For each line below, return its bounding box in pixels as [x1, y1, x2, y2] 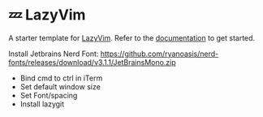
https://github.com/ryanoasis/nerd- [100, 49, 219, 58]
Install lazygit [19, 99, 65, 109]
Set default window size [19, 81, 101, 91]
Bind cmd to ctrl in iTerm [19, 73, 103, 83]
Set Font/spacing [19, 90, 78, 100]
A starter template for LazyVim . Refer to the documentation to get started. [8, 32, 256, 42]
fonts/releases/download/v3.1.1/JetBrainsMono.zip [8, 57, 176, 67]
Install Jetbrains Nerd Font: [8, 49, 99, 58]
